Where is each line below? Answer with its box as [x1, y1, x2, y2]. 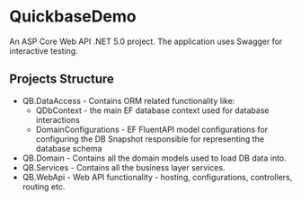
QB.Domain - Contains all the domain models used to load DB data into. [22, 153, 288, 163]
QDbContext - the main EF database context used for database [35, 105, 270, 116]
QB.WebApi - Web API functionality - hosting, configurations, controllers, [22, 171, 293, 182]
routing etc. [22, 181, 66, 192]
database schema [35, 143, 102, 153]
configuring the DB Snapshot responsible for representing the [35, 133, 265, 144]
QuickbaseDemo [9, 6, 137, 27]
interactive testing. [9, 45, 78, 56]
